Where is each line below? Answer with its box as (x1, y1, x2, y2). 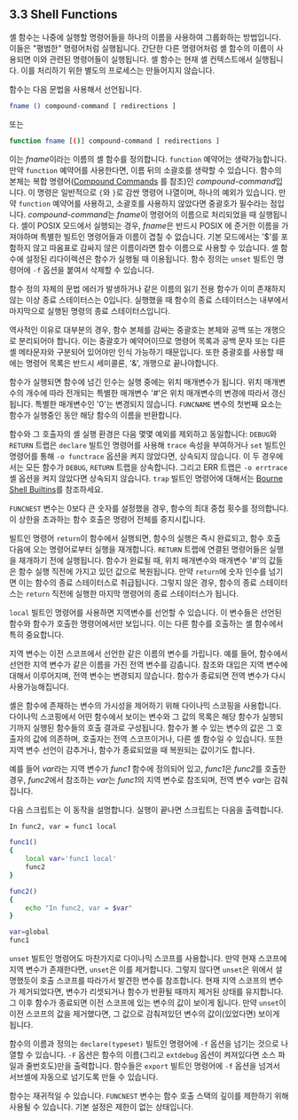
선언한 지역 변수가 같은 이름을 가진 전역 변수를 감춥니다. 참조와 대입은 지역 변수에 (9, 659, 288, 670)
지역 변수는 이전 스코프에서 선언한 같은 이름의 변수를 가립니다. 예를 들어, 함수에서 (9, 647, 288, 659)
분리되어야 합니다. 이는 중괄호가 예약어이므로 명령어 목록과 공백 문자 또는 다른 (18, 335, 286, 346)
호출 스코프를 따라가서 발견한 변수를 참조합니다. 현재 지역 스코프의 (39, 975, 268, 986)
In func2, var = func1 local (9, 822, 117, 831)
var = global (9, 928, 50, 936)
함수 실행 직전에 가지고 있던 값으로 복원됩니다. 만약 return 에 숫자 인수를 (18, 566, 267, 576)
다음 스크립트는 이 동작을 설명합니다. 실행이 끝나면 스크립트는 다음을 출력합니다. (9, 804, 284, 815)
